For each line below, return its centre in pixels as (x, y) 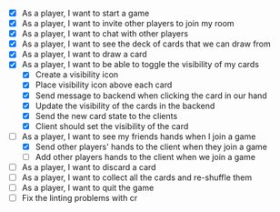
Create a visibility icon (77, 75)
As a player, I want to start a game (85, 13)
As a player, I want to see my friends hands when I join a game (139, 136)
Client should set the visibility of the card (112, 126)
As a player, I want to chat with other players (105, 34)
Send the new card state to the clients (106, 116)
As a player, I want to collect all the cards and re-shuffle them (137, 177)
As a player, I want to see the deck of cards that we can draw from (146, 44)
